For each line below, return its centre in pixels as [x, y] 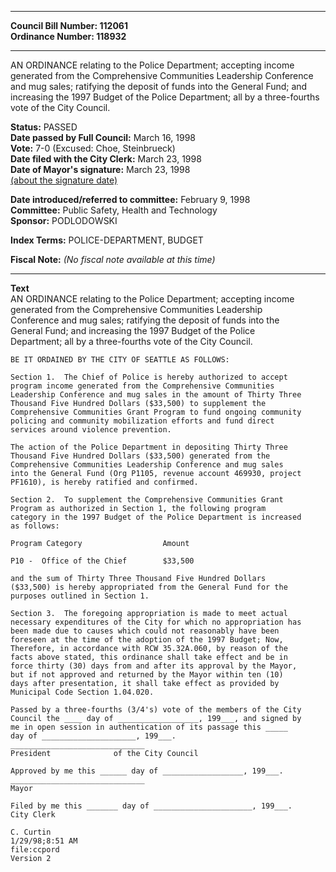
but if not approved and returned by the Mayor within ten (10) [147, 675]
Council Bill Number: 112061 [69, 25]
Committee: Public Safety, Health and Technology [114, 210]
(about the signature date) [64, 180]
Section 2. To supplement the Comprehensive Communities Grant [147, 500]
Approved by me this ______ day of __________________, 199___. [147, 771]
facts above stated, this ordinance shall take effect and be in [149, 657]
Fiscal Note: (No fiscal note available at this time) [113, 259]
